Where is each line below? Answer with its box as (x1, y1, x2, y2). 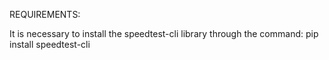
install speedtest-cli (9, 39, 91, 50)
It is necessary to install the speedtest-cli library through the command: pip (9, 28, 319, 39)
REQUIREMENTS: (9, 9, 81, 20)
